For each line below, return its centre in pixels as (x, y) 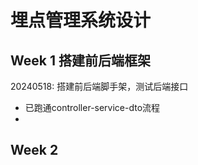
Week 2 (34, 150)
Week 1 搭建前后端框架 (80, 60)
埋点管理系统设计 (81, 20)
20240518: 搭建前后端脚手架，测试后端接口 (99, 86)
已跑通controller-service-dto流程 (92, 107)
